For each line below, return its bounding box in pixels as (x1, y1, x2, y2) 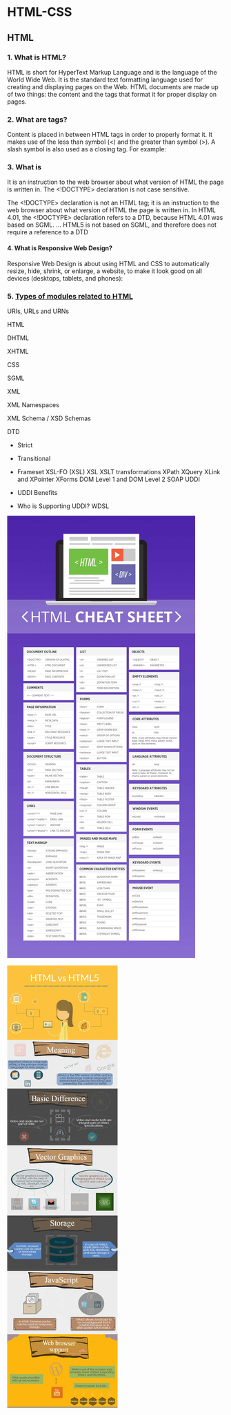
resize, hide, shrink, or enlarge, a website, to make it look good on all (7, 267, 202, 275)
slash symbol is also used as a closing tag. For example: (7, 145, 167, 153)
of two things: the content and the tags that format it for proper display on (7, 90, 217, 98)
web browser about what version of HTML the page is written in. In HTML (7, 206, 216, 214)
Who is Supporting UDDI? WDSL (17, 502, 110, 510)
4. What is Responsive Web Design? (7, 244, 112, 252)
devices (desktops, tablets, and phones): (7, 274, 123, 282)
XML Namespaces (7, 400, 60, 409)
